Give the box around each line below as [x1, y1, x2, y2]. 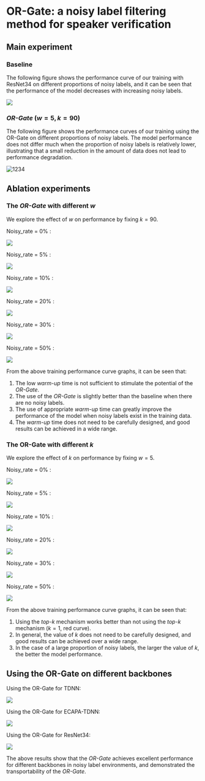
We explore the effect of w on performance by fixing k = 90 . [6, 216, 158, 223]
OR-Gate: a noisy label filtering [6, 4, 166, 18]
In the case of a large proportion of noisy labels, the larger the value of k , [15, 644, 199, 652]
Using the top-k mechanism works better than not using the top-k [15, 618, 181, 625]
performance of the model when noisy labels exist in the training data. [15, 412, 192, 419]
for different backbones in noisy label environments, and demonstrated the [6, 761, 195, 768]
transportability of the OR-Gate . [6, 768, 86, 775]
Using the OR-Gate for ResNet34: [6, 731, 91, 739]
